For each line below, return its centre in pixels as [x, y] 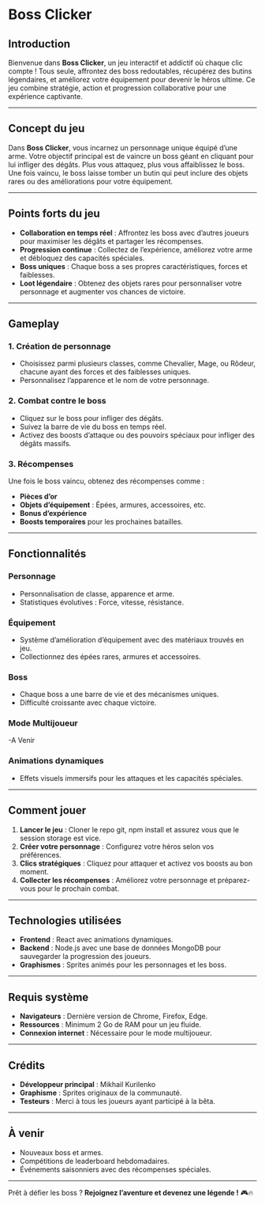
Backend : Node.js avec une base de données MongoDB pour [120, 948]
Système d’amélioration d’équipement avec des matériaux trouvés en [132, 639]
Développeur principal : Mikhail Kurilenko [88, 1085]
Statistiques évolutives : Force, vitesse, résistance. [101, 602]
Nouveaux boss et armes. [62, 1152]
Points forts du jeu [54, 214]
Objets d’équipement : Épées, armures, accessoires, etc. [113, 505]
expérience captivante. [45, 96]
